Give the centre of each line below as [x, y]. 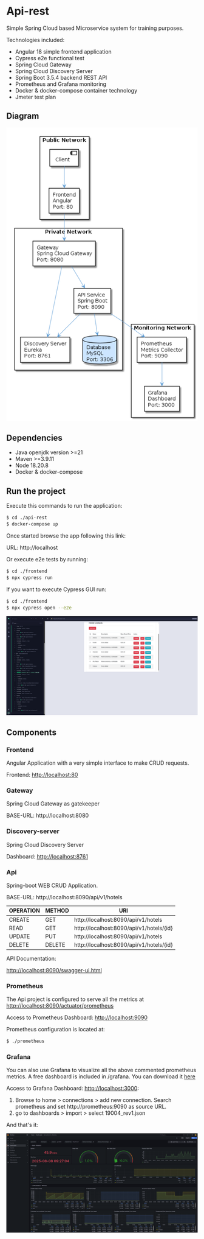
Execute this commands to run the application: [64, 506]
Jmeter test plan [36, 97]
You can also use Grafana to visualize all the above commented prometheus [101, 1070]
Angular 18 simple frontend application [63, 51]
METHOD [57, 911]
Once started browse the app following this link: [66, 536]
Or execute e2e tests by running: [47, 560]
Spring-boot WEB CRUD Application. [52, 885]
